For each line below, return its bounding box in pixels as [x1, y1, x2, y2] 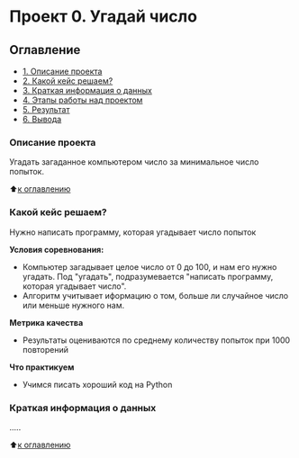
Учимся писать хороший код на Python [22, 379, 173, 390]
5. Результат [22, 104, 70, 114]
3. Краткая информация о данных [22, 85, 153, 95]
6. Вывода [22, 114, 62, 124]
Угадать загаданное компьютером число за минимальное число [9, 157, 259, 167]
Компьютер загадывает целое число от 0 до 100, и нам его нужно [22, 261, 277, 272]
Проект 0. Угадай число [9, 6, 198, 27]
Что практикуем [9, 362, 75, 373]
